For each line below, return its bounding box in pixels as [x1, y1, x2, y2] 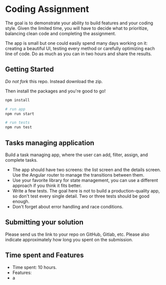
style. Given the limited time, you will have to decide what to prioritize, [5, 25, 149, 31]
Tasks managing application [5, 138, 94, 147]
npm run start [5, 111, 35, 116]
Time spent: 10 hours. [12, 264, 57, 270]
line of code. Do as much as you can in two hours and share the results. [5, 51, 152, 57]
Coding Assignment [5, 3, 89, 15]
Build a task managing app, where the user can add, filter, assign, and [5, 152, 148, 158]
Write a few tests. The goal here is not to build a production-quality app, [12, 188, 160, 193]
